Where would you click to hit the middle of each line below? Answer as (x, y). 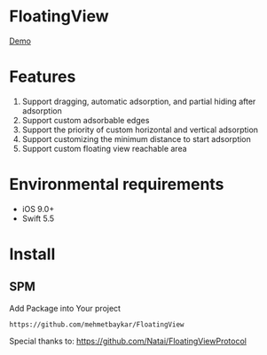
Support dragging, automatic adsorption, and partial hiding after (139, 101)
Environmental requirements (117, 185)
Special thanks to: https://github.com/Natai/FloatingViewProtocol (128, 341)
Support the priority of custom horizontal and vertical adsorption (140, 130)
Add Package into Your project (65, 308)
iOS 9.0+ (38, 209)
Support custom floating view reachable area (105, 148)
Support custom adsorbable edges (86, 120)
